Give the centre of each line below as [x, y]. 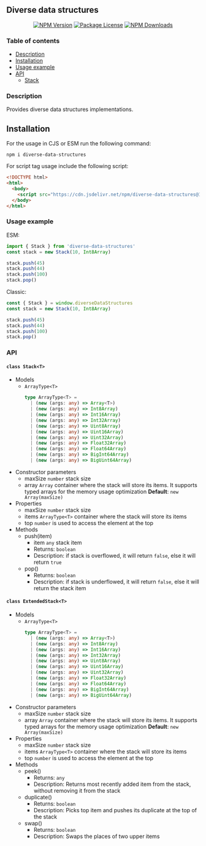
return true [48, 562]
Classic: [16, 292]
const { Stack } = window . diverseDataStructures [70, 303]
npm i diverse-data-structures [46, 155]
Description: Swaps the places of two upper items [97, 836]
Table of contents [33, 40]
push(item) [38, 536]
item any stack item [58, 542]
